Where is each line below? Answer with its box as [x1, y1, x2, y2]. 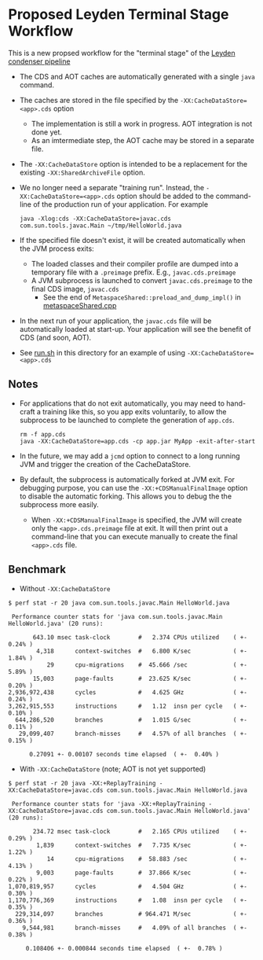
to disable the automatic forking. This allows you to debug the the [19, 491, 232, 501]
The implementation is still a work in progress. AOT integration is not [31, 119, 253, 128]
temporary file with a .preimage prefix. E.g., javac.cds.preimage [31, 267, 236, 277]
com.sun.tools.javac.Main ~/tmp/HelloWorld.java [19, 222, 182, 230]
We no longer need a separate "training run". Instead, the [19, 182, 205, 192]
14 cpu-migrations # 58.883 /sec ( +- [46, 855, 247, 863]
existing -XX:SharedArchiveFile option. [19, 167, 145, 177]
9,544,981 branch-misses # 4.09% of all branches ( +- [22, 924, 247, 932]
